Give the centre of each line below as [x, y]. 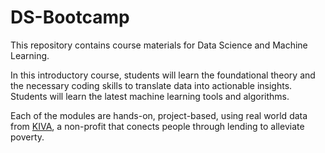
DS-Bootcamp [70, 17]
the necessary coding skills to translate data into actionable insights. [151, 85]
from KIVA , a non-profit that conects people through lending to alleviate [157, 126]
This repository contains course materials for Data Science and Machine [159, 45]
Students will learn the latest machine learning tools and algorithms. [150, 96]
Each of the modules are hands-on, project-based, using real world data [159, 115]
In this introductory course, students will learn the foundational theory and [163, 75]
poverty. [27, 137]
